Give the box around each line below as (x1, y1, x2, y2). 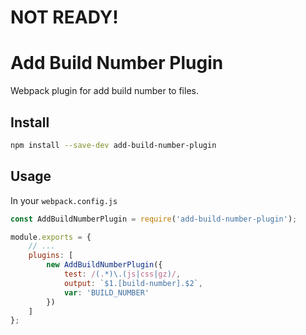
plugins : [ (28, 251, 74, 261)
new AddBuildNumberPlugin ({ (46, 260, 163, 270)
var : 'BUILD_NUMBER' (63, 287, 150, 298)
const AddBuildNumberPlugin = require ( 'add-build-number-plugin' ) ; (10, 214, 298, 224)
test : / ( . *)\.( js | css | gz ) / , (63, 269, 182, 279)
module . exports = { (10, 232, 92, 242)
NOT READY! (10, 6, 119, 29)
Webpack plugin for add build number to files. (10, 85, 199, 97)
